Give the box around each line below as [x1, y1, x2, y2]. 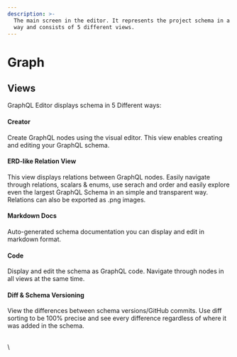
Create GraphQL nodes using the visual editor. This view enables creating [7, 133, 223, 142]
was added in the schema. [7, 322, 84, 330]
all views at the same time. [7, 275, 85, 283]
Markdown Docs [7, 212, 57, 220]
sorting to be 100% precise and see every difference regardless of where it [7, 314, 227, 323]
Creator [7, 117, 31, 126]
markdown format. [7, 235, 62, 243]
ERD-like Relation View [7, 157, 77, 165]
